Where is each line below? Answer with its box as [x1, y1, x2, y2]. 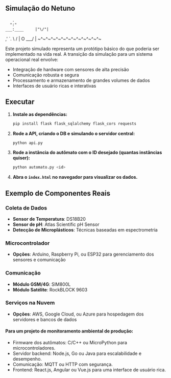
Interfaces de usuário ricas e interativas [12, 82, 96, 89]
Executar [5, 97, 35, 107]
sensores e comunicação [12, 257, 66, 263]
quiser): [12, 155, 30, 161]
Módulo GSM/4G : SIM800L [12, 281, 71, 287]
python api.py [12, 140, 43, 145]
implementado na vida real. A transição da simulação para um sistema [5, 51, 153, 57]
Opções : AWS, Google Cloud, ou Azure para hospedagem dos [12, 311, 144, 317]
